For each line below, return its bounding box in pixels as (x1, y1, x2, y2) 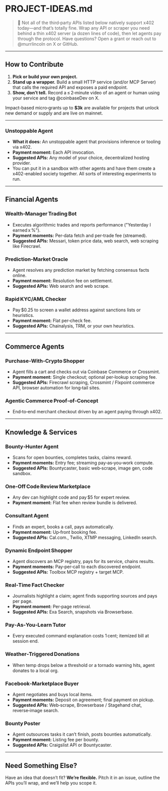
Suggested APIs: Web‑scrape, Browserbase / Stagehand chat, (12, 702, 142, 708)
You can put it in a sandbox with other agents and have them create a (12, 165, 156, 171)
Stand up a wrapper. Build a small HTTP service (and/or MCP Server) (12, 79, 156, 85)
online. (12, 272, 26, 279)
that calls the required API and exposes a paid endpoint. (12, 84, 128, 90)
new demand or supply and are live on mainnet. (5, 110, 103, 116)
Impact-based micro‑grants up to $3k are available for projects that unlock (5, 104, 159, 110)
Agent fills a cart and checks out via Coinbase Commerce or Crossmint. (12, 369, 160, 375)
